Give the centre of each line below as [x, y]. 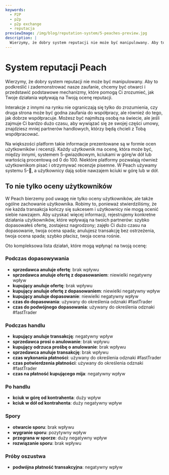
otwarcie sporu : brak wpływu [43, 427]
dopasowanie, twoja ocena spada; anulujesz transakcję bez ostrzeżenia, [80, 230]
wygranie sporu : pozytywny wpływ [49, 432]
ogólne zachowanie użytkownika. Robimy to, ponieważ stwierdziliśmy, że [81, 204]
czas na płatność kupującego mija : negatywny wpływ [69, 374]
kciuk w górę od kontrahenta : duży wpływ [57, 398]
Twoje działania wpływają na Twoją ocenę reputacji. [59, 97]
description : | [21, 38]
